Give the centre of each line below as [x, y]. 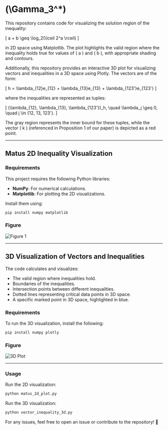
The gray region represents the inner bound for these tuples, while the [77, 122]
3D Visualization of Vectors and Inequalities [75, 256]
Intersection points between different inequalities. [63, 289]
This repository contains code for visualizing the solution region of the [77, 23]
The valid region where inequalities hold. [54, 278]
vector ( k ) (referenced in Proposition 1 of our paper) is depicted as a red [80, 128]
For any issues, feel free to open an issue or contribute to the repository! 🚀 [82, 422]
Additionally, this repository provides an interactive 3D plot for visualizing [80, 68]
